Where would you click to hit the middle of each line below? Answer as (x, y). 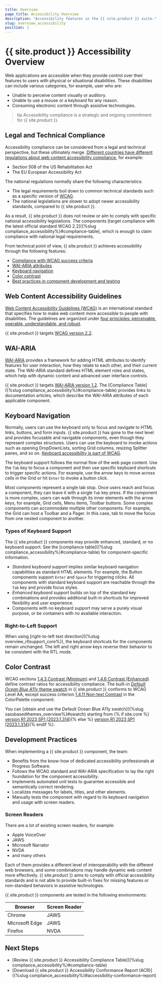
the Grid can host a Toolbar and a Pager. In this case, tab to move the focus (80, 513)
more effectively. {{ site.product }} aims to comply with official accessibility (80, 875)
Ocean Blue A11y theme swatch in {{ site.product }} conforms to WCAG (76, 689)
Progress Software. (31, 766)
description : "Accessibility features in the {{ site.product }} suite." (81, 18)
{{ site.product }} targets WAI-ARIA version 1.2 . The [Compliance (69, 385)
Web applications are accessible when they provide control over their (74, 75)
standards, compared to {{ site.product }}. (54, 206)
